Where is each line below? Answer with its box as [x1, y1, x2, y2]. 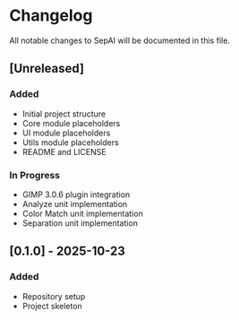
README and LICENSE [21, 146, 107, 157]
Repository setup [21, 290, 86, 301]
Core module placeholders [21, 117, 121, 128]
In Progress [9, 169, 61, 181]
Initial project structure [21, 108, 107, 119]
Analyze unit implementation [21, 198, 128, 209]
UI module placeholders [21, 127, 111, 138]
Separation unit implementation [21, 217, 139, 229]
